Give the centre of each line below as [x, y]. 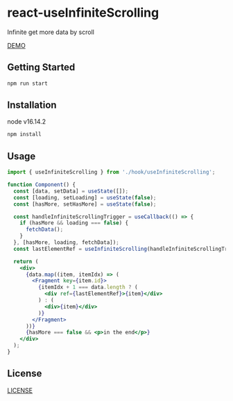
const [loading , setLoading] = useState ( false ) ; [85, 197]
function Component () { [42, 185]
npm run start [28, 83]
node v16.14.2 [27, 122]
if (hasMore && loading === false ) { [74, 223]
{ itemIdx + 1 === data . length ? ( [88, 287]
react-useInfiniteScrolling [83, 13]
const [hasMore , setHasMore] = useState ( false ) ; [85, 204]
